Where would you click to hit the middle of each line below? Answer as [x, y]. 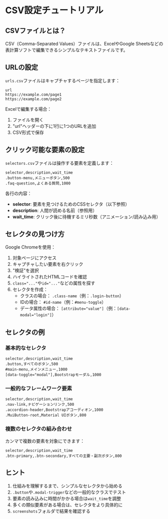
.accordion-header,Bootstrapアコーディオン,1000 [54, 410]
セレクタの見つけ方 [35, 234]
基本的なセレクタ [26, 348]
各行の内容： [18, 193]
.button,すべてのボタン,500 [32, 364]
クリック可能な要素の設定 [45, 150]
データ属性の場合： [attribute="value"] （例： [68, 308]
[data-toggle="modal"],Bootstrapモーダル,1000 [53, 375]
